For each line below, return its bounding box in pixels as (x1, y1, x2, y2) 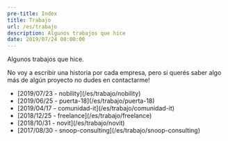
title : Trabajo (7, 17, 51, 24)
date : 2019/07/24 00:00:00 (7, 36, 85, 43)
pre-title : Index (7, 10, 58, 17)
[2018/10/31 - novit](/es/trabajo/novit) (17, 119, 125, 127)
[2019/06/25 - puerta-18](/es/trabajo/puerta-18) (17, 97, 155, 105)
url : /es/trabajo (7, 23, 58, 30)
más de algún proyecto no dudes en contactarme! (7, 76, 151, 84)
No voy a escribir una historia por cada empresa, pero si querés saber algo (7, 69, 222, 77)
